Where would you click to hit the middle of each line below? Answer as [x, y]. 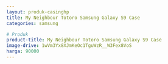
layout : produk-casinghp [38, 12]
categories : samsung [33, 23]
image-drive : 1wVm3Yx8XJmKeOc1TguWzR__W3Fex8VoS [69, 46]
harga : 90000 [23, 52]
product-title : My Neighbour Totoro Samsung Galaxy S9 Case [84, 40]
